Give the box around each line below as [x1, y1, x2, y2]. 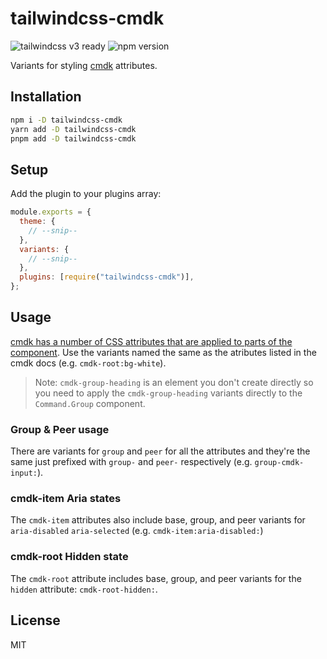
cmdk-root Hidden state [10, 550, 129, 564]
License [10, 612, 61, 629]
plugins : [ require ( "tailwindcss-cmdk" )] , [19, 272, 195, 282]
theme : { [19, 217, 56, 227]
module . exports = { [10, 207, 92, 217]
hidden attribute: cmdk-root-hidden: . [10, 583, 158, 595]
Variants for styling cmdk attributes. [10, 59, 158, 71]
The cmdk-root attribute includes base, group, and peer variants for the [10, 572, 302, 584]
